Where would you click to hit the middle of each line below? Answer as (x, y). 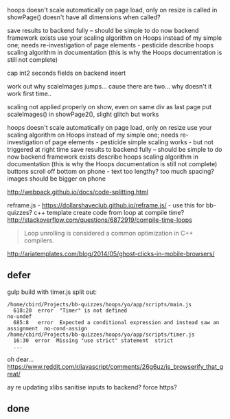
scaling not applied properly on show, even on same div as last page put (109, 107)
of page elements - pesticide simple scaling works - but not (129, 142)
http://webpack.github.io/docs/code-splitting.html (78, 192)
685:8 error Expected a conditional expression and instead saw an (116, 322)
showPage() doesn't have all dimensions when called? (84, 17)
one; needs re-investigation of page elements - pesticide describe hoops (111, 45)
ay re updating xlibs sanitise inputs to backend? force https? (92, 387)
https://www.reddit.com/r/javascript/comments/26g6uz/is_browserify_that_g (115, 366)
